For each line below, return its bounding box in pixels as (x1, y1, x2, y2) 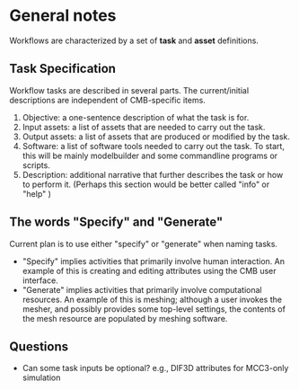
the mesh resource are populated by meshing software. (22, 313, 228, 324)
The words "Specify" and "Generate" (9, 215, 224, 230)
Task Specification (9, 61, 117, 76)
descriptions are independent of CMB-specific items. (9, 94, 207, 105)
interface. (22, 275, 58, 286)
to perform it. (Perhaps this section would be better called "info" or (22, 179, 270, 190)
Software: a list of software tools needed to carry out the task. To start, (22, 140, 286, 151)
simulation (22, 372, 61, 383)
